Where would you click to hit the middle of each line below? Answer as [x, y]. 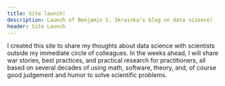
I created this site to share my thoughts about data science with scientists [111, 46]
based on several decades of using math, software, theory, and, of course [112, 68]
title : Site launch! [37, 13]
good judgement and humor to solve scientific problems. [87, 75]
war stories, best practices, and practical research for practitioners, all [106, 61]
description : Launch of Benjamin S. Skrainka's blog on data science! [110, 20]
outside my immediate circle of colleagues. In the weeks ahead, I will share [113, 53]
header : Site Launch [37, 26]
